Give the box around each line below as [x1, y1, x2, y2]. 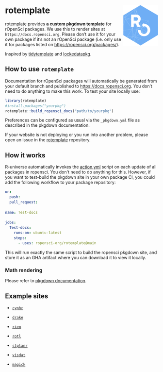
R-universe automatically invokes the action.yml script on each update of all [5, 164, 157, 170]
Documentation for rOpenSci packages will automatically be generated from [5, 78, 157, 84]
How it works [5, 151, 46, 159]
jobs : [5, 220, 16, 225]
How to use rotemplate [5, 65, 74, 73]
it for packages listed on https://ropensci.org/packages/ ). [5, 41, 120, 47]
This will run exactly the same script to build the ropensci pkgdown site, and [5, 249, 157, 255]
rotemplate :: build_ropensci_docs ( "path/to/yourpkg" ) [5, 108, 114, 114]
